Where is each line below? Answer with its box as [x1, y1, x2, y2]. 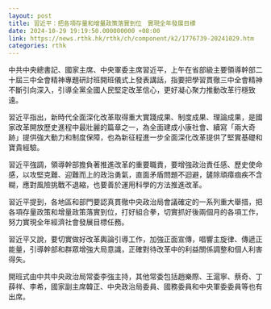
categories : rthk [8, 42, 67, 50]
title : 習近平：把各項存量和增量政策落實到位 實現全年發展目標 [8, 19, 196, 27]
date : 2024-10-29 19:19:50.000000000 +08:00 [8, 27, 161, 35]
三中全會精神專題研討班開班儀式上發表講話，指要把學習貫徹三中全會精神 [22, 75, 263, 85]
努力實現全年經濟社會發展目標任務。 [8, 217, 129, 227]
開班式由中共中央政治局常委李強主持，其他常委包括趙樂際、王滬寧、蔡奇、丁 [8, 272, 263, 282]
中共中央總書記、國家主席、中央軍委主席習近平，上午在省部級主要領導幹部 [8, 65, 256, 75]
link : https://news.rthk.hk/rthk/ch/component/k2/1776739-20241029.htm [8, 34, 254, 43]
